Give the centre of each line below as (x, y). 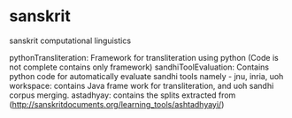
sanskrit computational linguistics (70, 41)
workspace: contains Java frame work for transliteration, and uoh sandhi (142, 85)
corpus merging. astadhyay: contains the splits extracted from (123, 95)
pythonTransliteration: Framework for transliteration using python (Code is (144, 57)
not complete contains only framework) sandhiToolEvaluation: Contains (139, 67)
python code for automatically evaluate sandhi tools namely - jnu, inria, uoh (146, 76)
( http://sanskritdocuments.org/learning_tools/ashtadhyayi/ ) (117, 104)
